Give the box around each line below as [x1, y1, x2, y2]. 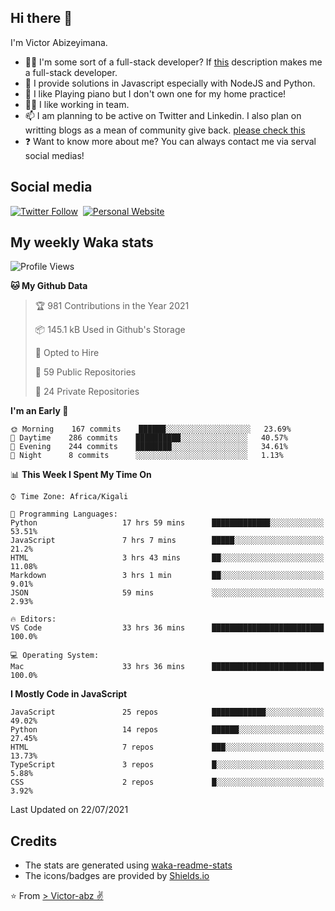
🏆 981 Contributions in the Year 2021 [34, 300, 190, 312]
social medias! [24, 149, 85, 161]
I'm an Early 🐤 [10, 405, 69, 417]
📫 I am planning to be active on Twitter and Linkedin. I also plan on [24, 109, 302, 121]
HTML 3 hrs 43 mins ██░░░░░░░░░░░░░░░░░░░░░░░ [10, 553, 325, 563]
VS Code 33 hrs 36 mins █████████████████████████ [10, 623, 325, 633]
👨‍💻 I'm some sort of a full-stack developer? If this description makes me [24, 56, 323, 68]
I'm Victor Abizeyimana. [10, 36, 108, 48]
